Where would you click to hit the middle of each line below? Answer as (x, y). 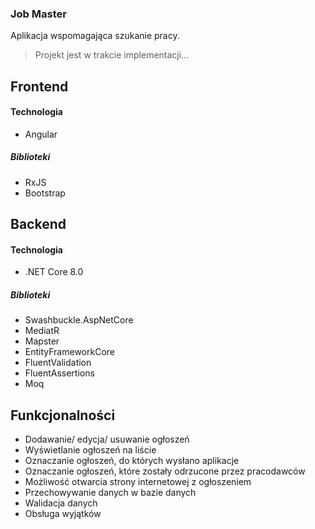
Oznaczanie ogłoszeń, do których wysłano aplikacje (132, 461)
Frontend (39, 86)
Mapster (42, 341)
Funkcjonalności (63, 415)
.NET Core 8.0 (54, 272)
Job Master (38, 14)
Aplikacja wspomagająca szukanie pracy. (95, 36)
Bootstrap (45, 193)
